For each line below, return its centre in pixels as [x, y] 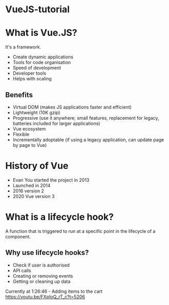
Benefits [19, 95]
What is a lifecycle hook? [60, 217]
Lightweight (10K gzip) [36, 112]
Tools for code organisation [42, 62]
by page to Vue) [30, 145]
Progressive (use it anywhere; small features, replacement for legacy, [86, 118]
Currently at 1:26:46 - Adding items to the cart [54, 291]
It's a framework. [23, 47]
